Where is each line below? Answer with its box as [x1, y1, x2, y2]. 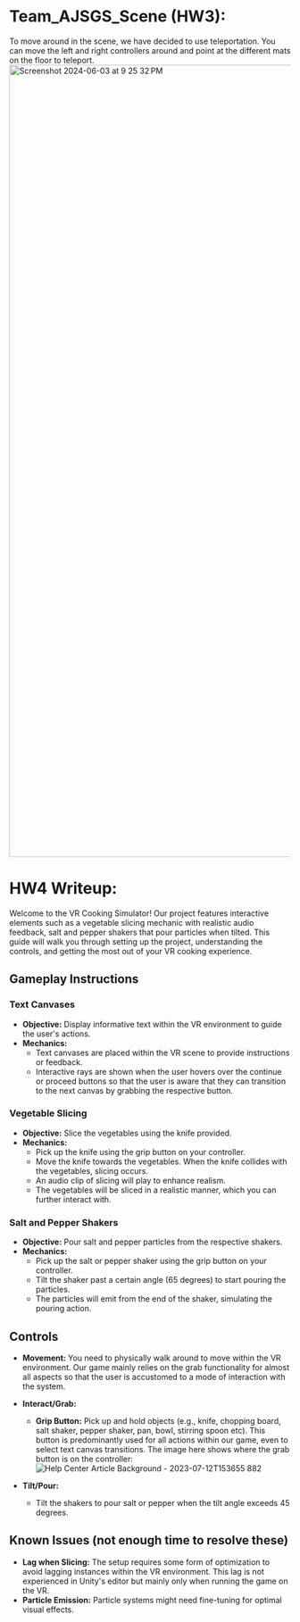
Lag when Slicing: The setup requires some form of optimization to [21, 1556, 271, 1568]
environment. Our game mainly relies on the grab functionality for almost [21, 1361, 290, 1372]
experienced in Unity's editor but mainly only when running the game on [21, 1576, 288, 1586]
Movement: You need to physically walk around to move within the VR [21, 1352, 281, 1363]
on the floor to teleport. [9, 54, 96, 65]
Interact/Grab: [21, 1398, 77, 1409]
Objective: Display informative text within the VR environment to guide [21, 1019, 282, 1029]
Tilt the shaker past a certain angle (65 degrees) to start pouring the [35, 1275, 287, 1285]
